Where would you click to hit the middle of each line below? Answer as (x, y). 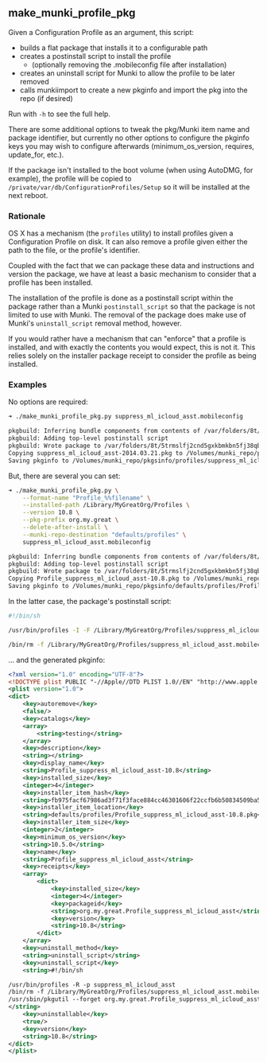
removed (34, 81)
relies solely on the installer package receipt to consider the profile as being (132, 356)
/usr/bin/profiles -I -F (49, 630)
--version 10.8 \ (51, 512)
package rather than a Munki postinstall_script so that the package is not (132, 306)
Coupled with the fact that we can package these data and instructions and (131, 266)
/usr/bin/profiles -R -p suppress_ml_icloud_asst (92, 985)
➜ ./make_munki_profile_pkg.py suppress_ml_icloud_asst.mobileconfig (126, 417)
